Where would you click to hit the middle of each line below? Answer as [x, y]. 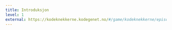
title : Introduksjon [27, 10]
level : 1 [15, 15]
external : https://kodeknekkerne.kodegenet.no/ [57, 19]
